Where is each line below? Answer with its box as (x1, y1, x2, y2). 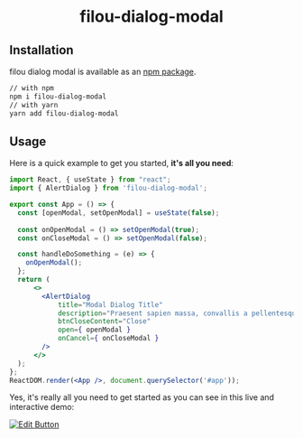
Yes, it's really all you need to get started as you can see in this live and (9, 392, 275, 403)
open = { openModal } (57, 325, 131, 335)
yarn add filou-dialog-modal (9, 108, 119, 118)
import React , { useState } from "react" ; (9, 175, 171, 184)
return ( (17, 275, 50, 284)
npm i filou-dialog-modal (9, 92, 106, 101)
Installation (9, 42, 74, 58)
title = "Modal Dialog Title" (57, 300, 164, 309)
